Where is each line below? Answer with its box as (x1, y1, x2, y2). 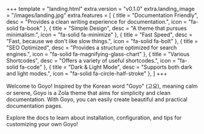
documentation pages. (6, 102, 63, 109)
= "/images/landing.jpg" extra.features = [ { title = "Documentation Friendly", (6, 12, 199, 19)
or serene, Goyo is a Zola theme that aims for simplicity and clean (6, 90, 171, 96)
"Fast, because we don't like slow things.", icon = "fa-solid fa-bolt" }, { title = (6, 38, 199, 44)
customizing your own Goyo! (6, 121, 78, 127)
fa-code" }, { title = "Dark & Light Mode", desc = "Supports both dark (19, 63, 193, 71)
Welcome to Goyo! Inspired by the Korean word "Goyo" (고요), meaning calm (6, 82, 198, 90)
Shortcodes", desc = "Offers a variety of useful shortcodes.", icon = (6, 57, 177, 64)
